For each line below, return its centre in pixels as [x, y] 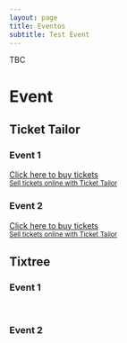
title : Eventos [38, 26]
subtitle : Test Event [50, 34]
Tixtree [30, 262]
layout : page [34, 18]
